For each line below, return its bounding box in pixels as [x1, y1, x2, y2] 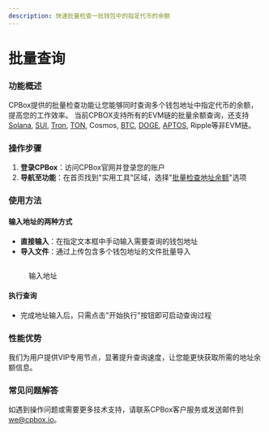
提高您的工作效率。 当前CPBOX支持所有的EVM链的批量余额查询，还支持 [8, 110, 250, 120]
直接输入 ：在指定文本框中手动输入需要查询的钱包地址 [19, 236, 199, 246]
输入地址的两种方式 [8, 216, 73, 226]
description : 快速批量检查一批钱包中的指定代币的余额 [8, 11, 171, 20]
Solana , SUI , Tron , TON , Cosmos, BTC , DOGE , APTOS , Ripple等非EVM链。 [8, 121, 256, 130]
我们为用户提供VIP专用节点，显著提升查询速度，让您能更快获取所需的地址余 [8, 353, 262, 362]
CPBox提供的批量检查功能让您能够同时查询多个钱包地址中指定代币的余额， [8, 101, 258, 110]
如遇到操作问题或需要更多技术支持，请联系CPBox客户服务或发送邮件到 [8, 404, 245, 414]
